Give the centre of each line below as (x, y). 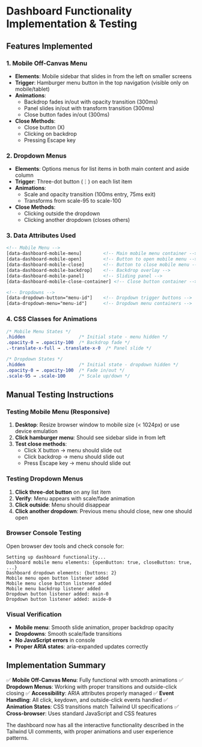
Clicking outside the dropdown (62, 214)
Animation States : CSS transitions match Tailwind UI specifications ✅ (93, 706)
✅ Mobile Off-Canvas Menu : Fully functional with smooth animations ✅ (95, 680)
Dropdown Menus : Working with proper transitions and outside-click (92, 686)
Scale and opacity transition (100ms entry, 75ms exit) (90, 194)
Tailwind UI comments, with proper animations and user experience (90, 731)
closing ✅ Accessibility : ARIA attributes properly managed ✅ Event (90, 693)
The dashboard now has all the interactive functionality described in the (95, 725)
